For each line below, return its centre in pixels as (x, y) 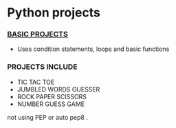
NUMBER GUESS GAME (51, 104)
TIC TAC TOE (36, 82)
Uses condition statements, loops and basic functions (93, 49)
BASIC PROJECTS (38, 34)
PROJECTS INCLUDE (42, 67)
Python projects (54, 13)
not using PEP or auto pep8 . (47, 117)
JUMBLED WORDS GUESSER (58, 89)
